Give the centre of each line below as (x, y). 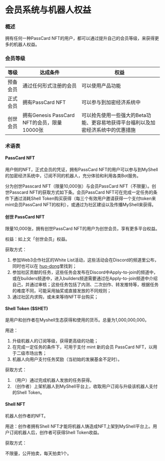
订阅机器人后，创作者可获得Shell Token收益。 (55, 432)
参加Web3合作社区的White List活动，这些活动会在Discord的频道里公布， (85, 260)
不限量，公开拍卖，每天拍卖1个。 (38, 453)
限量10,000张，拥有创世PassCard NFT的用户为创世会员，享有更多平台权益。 (82, 229)
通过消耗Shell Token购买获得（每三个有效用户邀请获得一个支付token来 (85, 198)
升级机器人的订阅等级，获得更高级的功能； (55, 341)
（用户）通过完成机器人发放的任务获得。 (53, 380)
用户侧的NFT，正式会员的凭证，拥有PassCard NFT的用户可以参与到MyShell (82, 169)
